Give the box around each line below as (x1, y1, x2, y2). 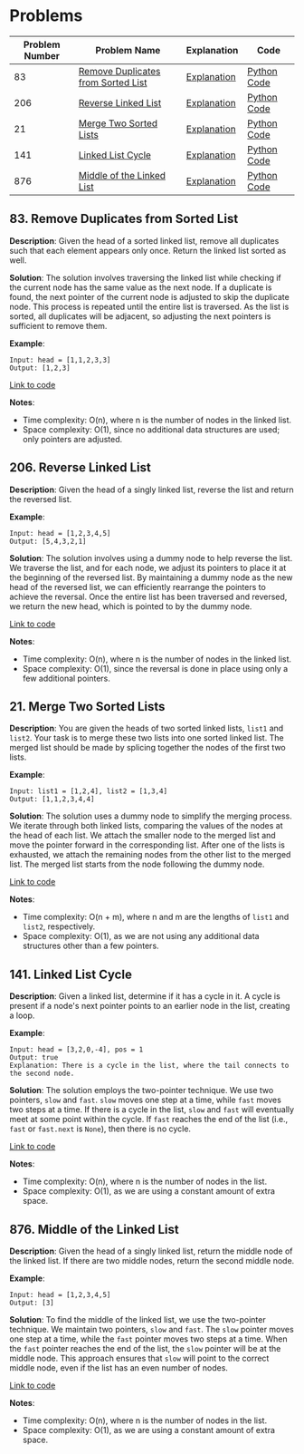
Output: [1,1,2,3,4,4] (9, 795, 95, 804)
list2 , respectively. (22, 921, 96, 932)
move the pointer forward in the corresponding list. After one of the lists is (9, 839, 285, 850)
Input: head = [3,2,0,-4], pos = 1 (9, 1045, 144, 1054)
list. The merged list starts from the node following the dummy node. (9, 858, 265, 870)
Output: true (9, 1053, 59, 1062)
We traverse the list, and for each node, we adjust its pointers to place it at (9, 562, 287, 573)
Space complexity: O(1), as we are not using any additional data (22, 931, 260, 942)
